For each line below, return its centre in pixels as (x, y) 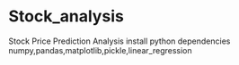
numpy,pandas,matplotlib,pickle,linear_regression (100, 50)
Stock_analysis (66, 16)
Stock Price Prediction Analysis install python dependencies (119, 41)
